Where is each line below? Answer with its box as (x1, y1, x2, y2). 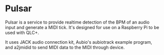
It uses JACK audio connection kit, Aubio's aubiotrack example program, (5, 39, 152, 45)
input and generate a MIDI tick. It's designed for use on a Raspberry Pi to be (5, 24, 159, 30)
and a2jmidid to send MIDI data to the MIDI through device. (5, 44, 125, 50)
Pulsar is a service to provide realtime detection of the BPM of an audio (5, 19, 150, 25)
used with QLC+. (5, 29, 39, 35)
